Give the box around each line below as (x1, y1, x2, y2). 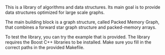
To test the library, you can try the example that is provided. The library (5, 34, 150, 40)
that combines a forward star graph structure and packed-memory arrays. (5, 24, 157, 30)
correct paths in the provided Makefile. (5, 45, 85, 50)
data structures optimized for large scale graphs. (5, 9, 105, 15)
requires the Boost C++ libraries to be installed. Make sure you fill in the (5, 39, 152, 45)
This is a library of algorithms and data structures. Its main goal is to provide (5, 4, 161, 10)
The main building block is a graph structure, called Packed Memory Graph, (5, 19, 160, 25)
